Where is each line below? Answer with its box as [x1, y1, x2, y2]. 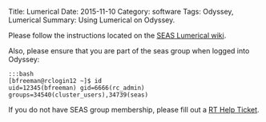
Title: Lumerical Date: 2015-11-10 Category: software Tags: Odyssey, [8, 7, 234, 16]
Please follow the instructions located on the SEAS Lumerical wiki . [8, 31, 227, 40]
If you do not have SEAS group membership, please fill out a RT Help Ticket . [8, 105, 260, 114]
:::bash [8, 70, 34, 78]
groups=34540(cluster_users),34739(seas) [8, 91, 149, 99]
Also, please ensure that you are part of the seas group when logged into [8, 46, 250, 55]
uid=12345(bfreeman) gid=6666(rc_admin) [8, 84, 146, 92]
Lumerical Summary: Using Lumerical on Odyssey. [8, 15, 175, 25]
